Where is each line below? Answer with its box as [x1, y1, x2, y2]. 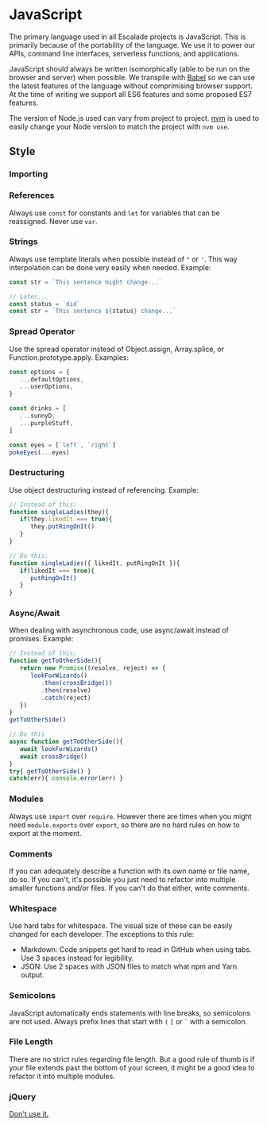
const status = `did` [9, 300, 81, 308]
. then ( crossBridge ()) [41, 679, 113, 687]
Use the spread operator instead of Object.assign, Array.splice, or [9, 344, 225, 354]
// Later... [9, 292, 48, 300]
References [9, 190, 55, 201]
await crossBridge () [19, 753, 88, 760]
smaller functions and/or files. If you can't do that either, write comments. [9, 883, 250, 892]
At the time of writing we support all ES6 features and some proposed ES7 [9, 89, 253, 99]
